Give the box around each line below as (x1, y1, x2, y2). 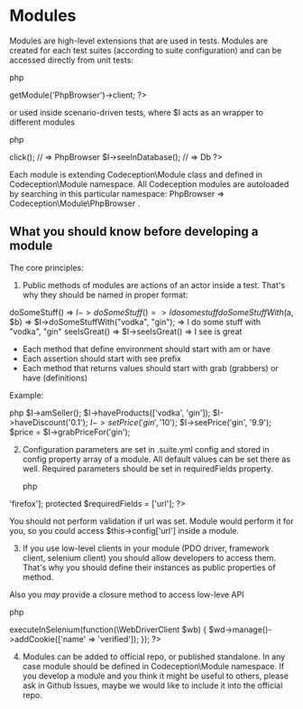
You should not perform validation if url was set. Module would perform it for (9, 516, 294, 527)
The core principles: (9, 262, 84, 273)
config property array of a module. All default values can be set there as (22, 453, 291, 464)
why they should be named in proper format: (22, 289, 188, 300)
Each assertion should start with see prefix (22, 353, 182, 364)
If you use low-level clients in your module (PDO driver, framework (22, 543, 271, 554)
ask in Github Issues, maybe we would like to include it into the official (22, 679, 283, 691)
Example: (9, 389, 44, 400)
